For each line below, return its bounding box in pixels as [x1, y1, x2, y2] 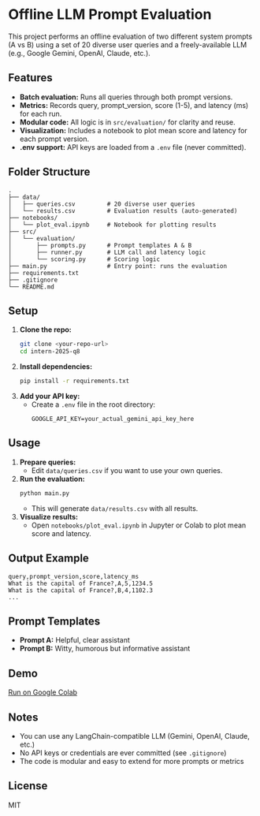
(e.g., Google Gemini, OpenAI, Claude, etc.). [8, 48, 151, 58]
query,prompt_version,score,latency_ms [8, 572, 139, 580]
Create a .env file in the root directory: [31, 400, 156, 409]
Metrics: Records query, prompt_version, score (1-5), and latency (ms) [19, 100, 249, 110]
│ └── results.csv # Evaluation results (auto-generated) [8, 207, 238, 214]
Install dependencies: [19, 362, 93, 371]
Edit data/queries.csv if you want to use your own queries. [31, 465, 223, 475]
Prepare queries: [19, 457, 76, 467]
